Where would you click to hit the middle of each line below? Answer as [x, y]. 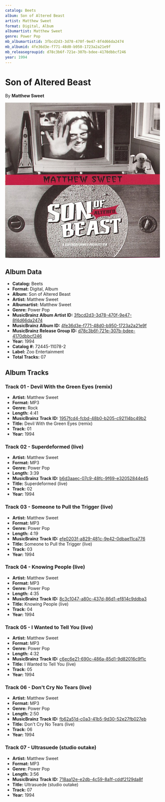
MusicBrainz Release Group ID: [44, 331]
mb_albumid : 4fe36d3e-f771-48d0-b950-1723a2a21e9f [58, 47]
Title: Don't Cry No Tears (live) [43, 724]
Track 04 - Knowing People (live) [45, 567]
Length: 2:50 [26, 714]
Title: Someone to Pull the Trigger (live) [52, 544]
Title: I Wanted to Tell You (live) [44, 664]
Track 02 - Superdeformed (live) [44, 447]
